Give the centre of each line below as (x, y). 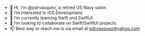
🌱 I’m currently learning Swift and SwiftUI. (52, 18)
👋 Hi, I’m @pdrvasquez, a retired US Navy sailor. (58, 8)
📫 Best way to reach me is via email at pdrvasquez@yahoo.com (75, 28)
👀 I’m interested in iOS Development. (47, 13)
